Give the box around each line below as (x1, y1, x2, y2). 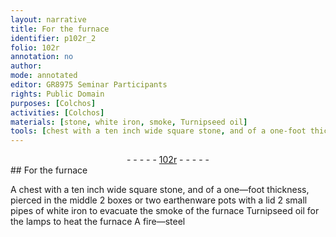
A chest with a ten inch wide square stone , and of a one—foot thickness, (10, 184, 310, 196)
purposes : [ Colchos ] (10, 98, 97, 108)
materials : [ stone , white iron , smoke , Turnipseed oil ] (10, 117, 248, 127)
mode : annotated (10, 71, 78, 81)
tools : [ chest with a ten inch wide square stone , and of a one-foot (10, 126, 307, 136)
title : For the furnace (10, 24, 110, 34)
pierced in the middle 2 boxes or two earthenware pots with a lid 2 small (10, 194, 308, 206)
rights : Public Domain (10, 89, 105, 99)
